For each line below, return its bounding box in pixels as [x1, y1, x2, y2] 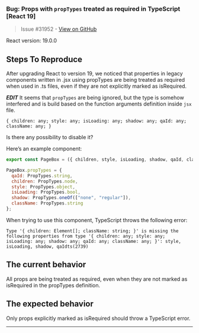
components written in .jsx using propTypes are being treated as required [6, 76, 185, 84]
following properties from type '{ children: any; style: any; [6, 233, 166, 239]
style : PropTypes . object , [11, 184, 76, 190]
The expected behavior [6, 299, 94, 309]
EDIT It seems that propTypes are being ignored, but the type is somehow [6, 94, 185, 101]
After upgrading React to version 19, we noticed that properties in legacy [6, 70, 183, 77]
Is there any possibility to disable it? [6, 134, 94, 141]
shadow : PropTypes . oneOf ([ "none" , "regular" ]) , [11, 195, 131, 201]
